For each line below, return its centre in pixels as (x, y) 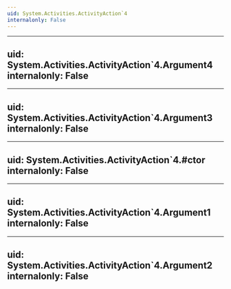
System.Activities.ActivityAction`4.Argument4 (110, 65)
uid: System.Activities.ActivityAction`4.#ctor (106, 160)
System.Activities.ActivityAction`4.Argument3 (110, 118)
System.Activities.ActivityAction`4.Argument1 (109, 213)
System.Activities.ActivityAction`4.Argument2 (110, 266)
